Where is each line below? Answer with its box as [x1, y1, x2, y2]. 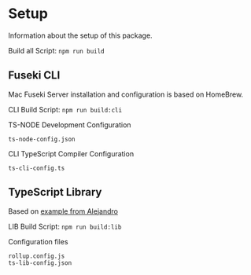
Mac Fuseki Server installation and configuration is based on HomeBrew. [8, 90, 244, 99]
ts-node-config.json [8, 135, 76, 143]
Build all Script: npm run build [8, 46, 105, 55]
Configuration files [8, 236, 68, 246]
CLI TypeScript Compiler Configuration [8, 148, 135, 158]
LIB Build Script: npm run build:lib [8, 222, 122, 231]
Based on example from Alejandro [8, 206, 118, 216]
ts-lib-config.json [8, 258, 72, 267]
